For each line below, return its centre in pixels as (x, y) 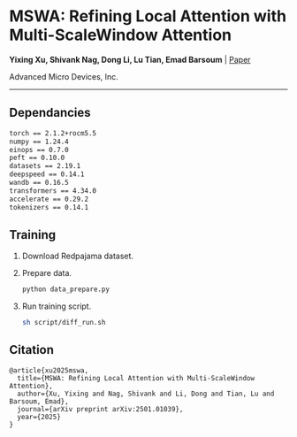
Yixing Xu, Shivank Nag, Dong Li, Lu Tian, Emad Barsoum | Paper (130, 59)
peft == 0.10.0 (37, 158)
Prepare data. (47, 273)
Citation (32, 350)
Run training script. (57, 306)
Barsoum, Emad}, (39, 401)
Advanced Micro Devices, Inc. (64, 76)
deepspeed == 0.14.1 (47, 174)
